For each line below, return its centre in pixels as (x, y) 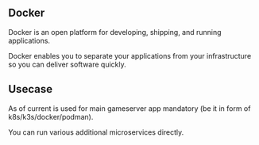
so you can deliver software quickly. (68, 64)
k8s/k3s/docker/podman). (51, 116)
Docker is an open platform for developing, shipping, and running (115, 32)
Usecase (31, 89)
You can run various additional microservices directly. (96, 132)
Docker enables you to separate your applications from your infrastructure (130, 55)
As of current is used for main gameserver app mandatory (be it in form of (129, 108)
